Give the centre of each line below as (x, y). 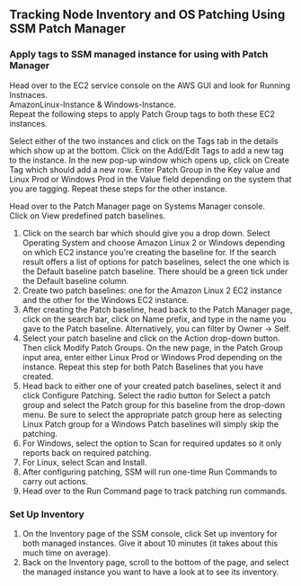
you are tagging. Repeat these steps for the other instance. (118, 189)
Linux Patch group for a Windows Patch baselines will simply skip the (150, 424)
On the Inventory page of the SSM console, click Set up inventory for (150, 533)
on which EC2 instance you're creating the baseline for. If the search (149, 252)
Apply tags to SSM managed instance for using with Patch (139, 55)
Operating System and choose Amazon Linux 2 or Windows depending (154, 243)
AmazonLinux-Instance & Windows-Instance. (93, 104)
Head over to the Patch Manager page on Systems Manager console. (137, 206)
